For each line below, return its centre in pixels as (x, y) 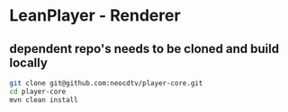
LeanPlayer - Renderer (95, 16)
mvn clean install (44, 99)
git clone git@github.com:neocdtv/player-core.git (106, 83)
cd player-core (38, 91)
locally (28, 62)
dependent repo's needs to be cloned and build (144, 49)
